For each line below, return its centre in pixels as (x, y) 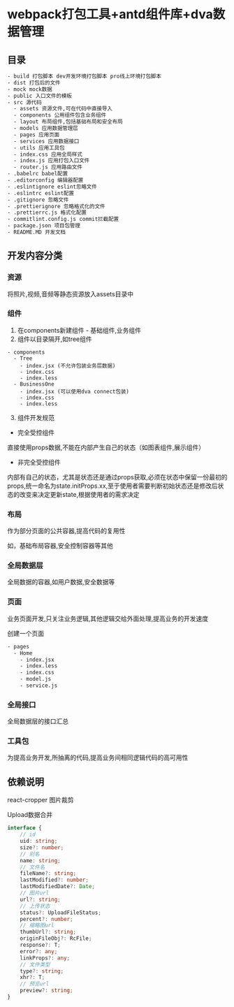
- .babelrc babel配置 (38, 174)
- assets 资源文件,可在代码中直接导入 (63, 109)
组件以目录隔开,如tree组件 (54, 339)
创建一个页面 (25, 633)
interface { (24, 828)
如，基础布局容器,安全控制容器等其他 (60, 546)
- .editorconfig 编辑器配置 (45, 180)
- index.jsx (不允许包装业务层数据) (68, 365)
